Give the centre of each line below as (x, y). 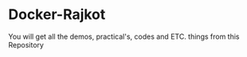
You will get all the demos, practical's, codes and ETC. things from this (124, 36)
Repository (26, 44)
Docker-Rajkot (57, 15)
